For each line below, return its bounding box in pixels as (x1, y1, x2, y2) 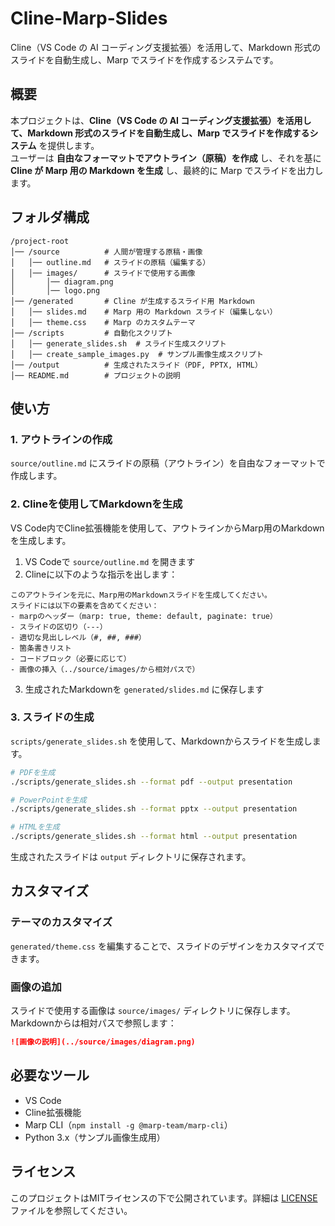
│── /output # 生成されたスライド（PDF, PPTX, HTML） (10, 360, 263, 370)
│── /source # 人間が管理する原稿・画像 (10, 247, 203, 257)
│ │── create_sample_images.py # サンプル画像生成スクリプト (10, 349, 264, 359)
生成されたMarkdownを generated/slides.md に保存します (24, 683, 265, 695)
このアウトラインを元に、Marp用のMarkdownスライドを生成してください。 (10, 590, 272, 600)
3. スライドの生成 (10, 710, 95, 724)
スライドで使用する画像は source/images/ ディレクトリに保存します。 (10, 1005, 296, 1017)
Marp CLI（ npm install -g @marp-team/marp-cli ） (24, 1118, 233, 1131)
